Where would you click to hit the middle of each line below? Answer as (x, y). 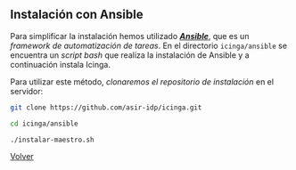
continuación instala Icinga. (60, 64)
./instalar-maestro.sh (52, 140)
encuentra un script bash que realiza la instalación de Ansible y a (130, 55)
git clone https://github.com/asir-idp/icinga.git (106, 107)
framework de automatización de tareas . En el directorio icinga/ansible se (149, 45)
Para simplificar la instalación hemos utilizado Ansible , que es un (130, 36)
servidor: (27, 91)
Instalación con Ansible (77, 15)
